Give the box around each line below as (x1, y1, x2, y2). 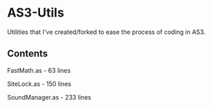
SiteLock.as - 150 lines (7, 80, 71, 88)
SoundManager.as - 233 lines (7, 93, 92, 101)
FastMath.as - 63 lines (7, 66, 71, 74)
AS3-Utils (7, 5, 64, 21)
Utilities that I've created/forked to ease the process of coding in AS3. (7, 28, 206, 36)
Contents (7, 48, 48, 60)
